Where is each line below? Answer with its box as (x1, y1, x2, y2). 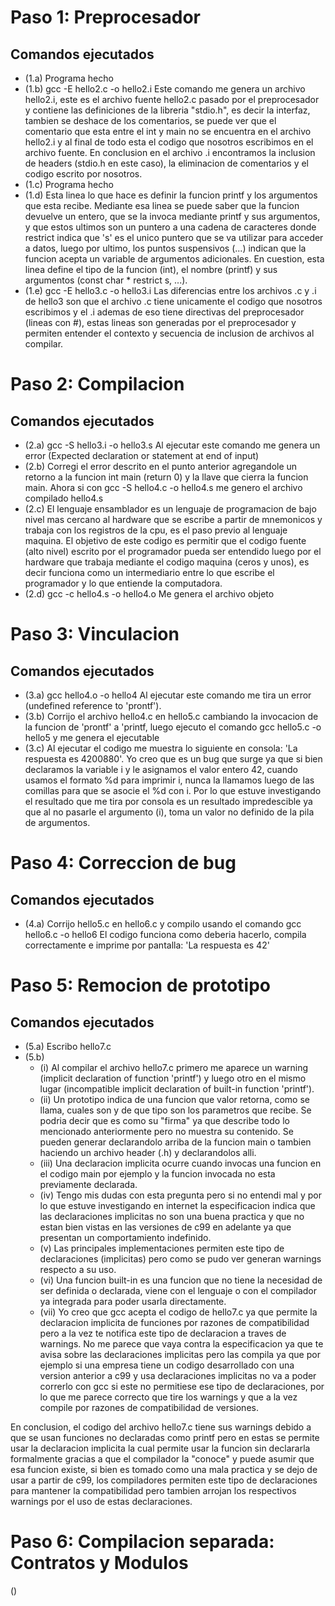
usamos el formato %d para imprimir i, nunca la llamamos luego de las (24, 774, 315, 786)
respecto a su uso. (39, 1264, 117, 1275)
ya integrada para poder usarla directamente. (39, 1296, 227, 1307)
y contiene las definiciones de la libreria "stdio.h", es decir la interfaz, (24, 104, 311, 116)
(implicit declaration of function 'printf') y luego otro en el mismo (39, 1072, 307, 1084)
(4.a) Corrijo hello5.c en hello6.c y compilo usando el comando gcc (24, 918, 302, 930)
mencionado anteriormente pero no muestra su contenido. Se (39, 1126, 294, 1137)
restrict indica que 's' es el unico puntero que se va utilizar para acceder (24, 232, 324, 243)
